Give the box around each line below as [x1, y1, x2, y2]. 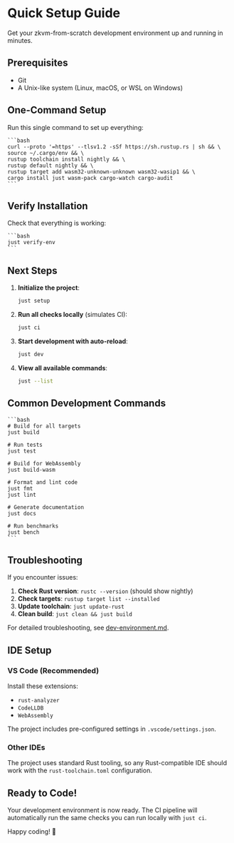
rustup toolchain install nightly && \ [7, 156, 126, 163]
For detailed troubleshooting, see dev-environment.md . [7, 623, 169, 632]
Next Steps [7, 264, 58, 276]
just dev [17, 350, 44, 358]
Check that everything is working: [7, 219, 107, 228]
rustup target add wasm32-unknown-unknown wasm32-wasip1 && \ [7, 168, 196, 176]
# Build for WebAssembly [7, 460, 81, 467]
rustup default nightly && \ [7, 162, 94, 169]
